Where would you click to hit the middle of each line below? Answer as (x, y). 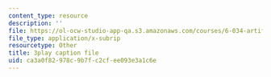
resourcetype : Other (43, 46)
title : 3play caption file (54, 53)
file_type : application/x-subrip (65, 38)
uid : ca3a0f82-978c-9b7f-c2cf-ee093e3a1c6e (83, 61)
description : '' (35, 23)
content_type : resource (48, 16)
